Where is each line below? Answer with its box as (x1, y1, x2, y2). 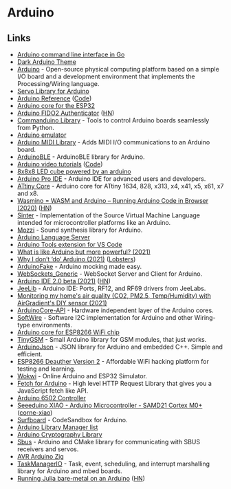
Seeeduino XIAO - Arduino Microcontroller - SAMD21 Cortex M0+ (16, 401, 203, 409)
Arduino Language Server (16, 233, 91, 241)
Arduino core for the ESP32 (16, 102, 95, 109)
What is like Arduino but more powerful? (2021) (16, 248, 151, 256)
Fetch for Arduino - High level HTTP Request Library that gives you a (16, 380, 212, 387)
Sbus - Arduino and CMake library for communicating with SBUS (16, 438, 201, 446)
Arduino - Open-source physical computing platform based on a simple (16, 65, 220, 73)
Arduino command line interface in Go (16, 50, 125, 58)
